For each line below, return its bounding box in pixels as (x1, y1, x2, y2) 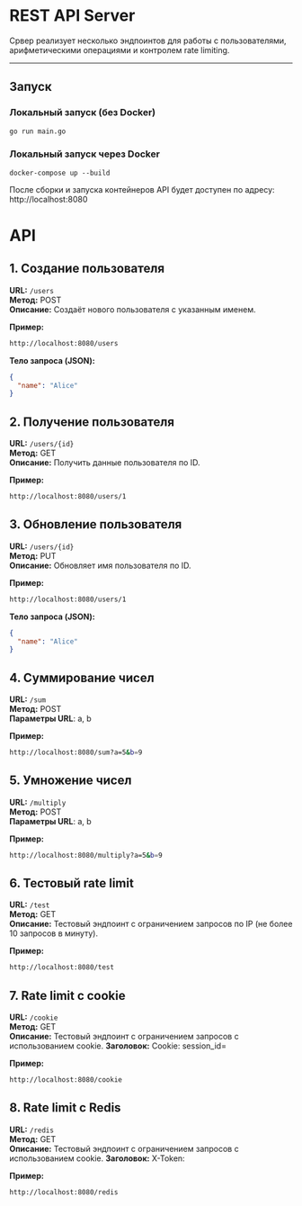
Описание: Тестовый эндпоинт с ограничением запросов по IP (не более (9, 919, 293, 930)
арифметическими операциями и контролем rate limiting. (9, 44, 230, 55)
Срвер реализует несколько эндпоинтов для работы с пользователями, (9, 35, 287, 46)
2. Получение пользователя (9, 414, 175, 429)
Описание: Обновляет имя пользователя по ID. (9, 560, 191, 571)
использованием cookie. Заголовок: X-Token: (9, 1153, 186, 1164)
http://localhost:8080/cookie (9, 1075, 123, 1084)
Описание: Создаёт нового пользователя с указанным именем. (9, 303, 256, 315)
